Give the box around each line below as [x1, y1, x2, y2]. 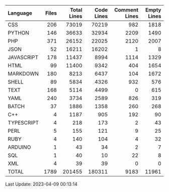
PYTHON [8, 30, 29, 36]
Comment [114, 7, 139, 13]
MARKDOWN [8, 70, 39, 77]
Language [8, 10, 33, 17]
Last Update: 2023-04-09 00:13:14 [5, 181, 78, 187]
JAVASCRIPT [8, 54, 39, 61]
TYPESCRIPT [8, 119, 39, 126]
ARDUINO [8, 144, 31, 150]
